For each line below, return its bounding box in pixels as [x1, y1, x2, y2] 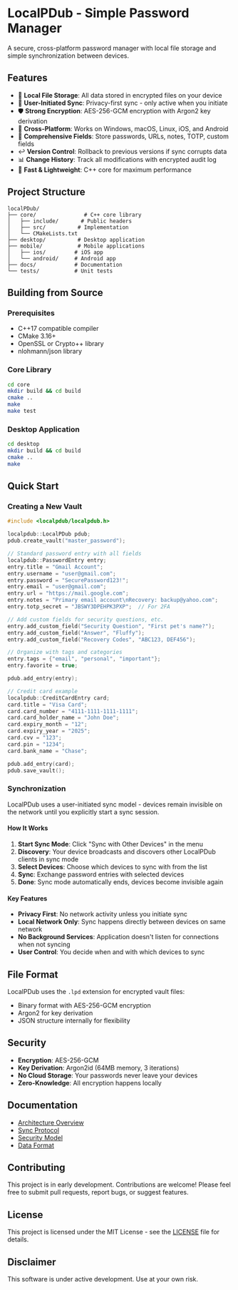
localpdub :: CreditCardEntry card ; [7, 694, 110, 702]
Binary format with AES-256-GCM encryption [17, 1000, 151, 1010]
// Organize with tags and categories [7, 649, 123, 656]
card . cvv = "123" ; [7, 734, 62, 742]
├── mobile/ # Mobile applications [7, 242, 145, 250]
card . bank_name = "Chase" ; [7, 747, 88, 754]
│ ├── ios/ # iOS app [7, 248, 103, 256]
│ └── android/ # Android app [7, 255, 116, 262]
